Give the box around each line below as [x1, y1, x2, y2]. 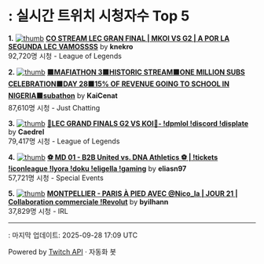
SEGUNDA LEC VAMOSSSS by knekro [8, 42, 134, 51]
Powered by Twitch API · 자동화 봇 [8, 247, 116, 256]
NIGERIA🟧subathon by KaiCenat [8, 91, 118, 100]
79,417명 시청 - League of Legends [8, 136, 120, 146]
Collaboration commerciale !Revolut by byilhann [8, 197, 169, 206]
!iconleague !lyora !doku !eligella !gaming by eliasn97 [8, 164, 187, 173]
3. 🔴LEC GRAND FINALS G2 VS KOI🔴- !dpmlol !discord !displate [8, 118, 249, 128]
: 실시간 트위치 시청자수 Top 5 [8, 7, 190, 25]
